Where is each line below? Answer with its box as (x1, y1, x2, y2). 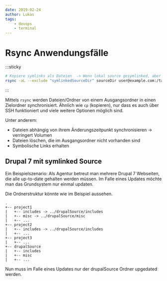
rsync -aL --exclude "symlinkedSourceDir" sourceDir (5, 78, 117, 83)
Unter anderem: (5, 117, 37, 123)
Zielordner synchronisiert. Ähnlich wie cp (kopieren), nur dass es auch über (5, 102, 159, 108)
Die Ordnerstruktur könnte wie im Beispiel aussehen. (5, 191, 113, 197)
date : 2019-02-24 (5, 7, 41, 12)
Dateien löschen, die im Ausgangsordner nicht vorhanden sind (12, 137, 141, 143)
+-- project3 (5, 235, 32, 240)
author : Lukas (5, 12, 35, 17)
